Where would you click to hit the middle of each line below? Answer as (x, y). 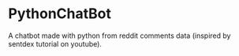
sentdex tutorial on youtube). (55, 43)
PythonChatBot (60, 14)
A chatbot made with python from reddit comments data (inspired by (119, 35)
